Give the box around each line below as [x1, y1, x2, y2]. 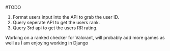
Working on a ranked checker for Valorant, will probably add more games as [5, 35, 165, 40]
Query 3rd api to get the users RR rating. [12, 25, 98, 31]
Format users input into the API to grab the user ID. [12, 14, 120, 20]
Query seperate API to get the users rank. [12, 20, 100, 25]
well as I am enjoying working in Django [5, 40, 89, 46]
